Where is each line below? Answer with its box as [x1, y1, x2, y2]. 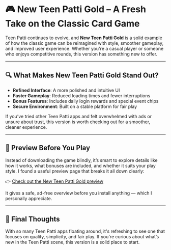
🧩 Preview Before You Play [5, 144, 91, 152]
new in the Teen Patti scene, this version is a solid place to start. [5, 239, 140, 245]
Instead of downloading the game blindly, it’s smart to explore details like [5, 157, 158, 163]
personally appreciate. [5, 195, 52, 201]
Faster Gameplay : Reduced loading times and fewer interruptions [12, 92, 151, 99]
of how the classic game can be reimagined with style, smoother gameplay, [5, 40, 164, 46]
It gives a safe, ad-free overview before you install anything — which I [5, 190, 152, 196]
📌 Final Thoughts [5, 214, 60, 224]
